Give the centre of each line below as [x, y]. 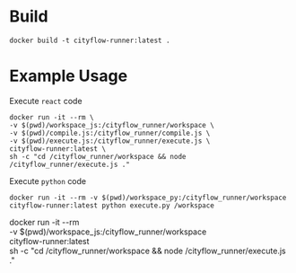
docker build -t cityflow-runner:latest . [90, 40]
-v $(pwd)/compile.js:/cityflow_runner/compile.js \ [110, 133]
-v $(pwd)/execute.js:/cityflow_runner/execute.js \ [110, 141]
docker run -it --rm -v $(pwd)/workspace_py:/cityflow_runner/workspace [148, 198]
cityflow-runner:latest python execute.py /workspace [112, 205]
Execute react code [46, 101]
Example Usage [69, 76]
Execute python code [48, 181]
